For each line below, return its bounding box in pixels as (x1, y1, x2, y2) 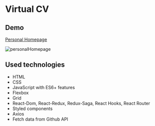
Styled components (12, 106, 53, 112)
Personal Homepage (5, 36, 47, 42)
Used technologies (5, 61, 65, 69)
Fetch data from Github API (12, 116, 68, 122)
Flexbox (12, 90, 29, 96)
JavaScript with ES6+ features (12, 84, 75, 90)
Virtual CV (5, 3, 49, 15)
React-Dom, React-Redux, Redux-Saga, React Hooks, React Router (12, 100, 151, 106)
